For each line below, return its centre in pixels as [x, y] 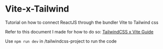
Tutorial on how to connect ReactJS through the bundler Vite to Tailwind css [82, 22]
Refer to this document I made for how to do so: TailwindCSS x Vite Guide [79, 32]
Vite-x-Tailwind [37, 9]
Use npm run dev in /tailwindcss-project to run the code [61, 41]
